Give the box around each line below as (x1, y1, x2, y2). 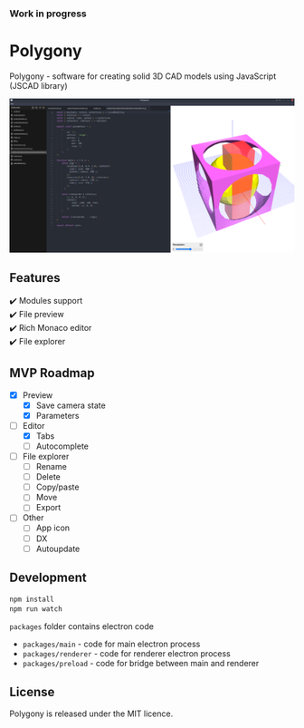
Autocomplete (35, 441, 89, 451)
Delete (35, 471, 62, 482)
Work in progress (9, 7, 88, 20)
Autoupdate (35, 543, 81, 554)
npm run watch (9, 605, 63, 614)
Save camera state (35, 400, 106, 411)
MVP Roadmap (9, 365, 95, 381)
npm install (9, 595, 54, 605)
